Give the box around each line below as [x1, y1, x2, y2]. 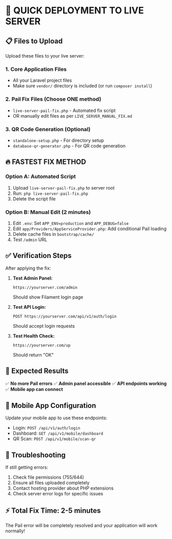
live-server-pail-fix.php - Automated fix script [12, 107, 116, 114]
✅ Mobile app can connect [5, 386, 63, 392]
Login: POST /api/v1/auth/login [12, 425, 81, 431]
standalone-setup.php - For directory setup [12, 137, 104, 143]
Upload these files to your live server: [5, 53, 85, 59]
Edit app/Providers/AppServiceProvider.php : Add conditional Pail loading [12, 226, 167, 232]
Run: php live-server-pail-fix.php [12, 190, 88, 196]
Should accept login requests [12, 323, 75, 329]
